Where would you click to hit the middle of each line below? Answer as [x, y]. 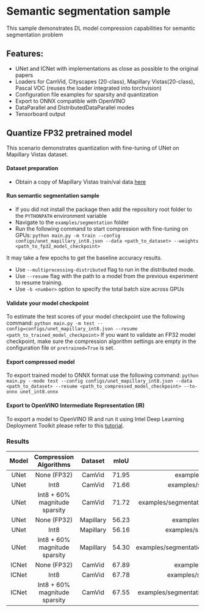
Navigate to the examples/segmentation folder [72, 222]
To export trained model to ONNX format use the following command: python [103, 375]
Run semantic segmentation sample [53, 196]
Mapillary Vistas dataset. [37, 154]
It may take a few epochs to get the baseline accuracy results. [85, 257]
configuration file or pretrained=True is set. [60, 348]
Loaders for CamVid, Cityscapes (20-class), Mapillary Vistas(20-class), [105, 81]
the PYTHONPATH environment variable [61, 215]
